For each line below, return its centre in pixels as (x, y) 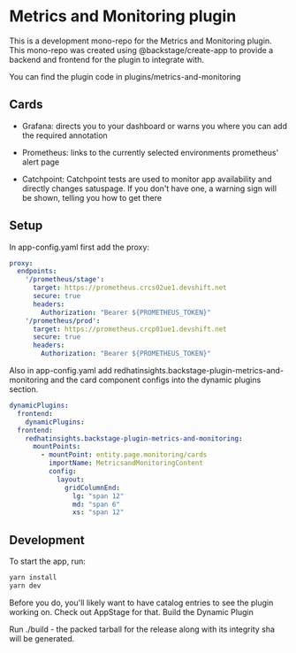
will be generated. (42, 638)
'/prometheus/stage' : (65, 280)
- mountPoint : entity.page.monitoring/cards (124, 455)
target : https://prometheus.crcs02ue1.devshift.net (129, 288)
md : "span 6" (96, 504)
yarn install (33, 578)
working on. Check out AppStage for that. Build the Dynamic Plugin (131, 611)
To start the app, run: (47, 561)
